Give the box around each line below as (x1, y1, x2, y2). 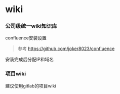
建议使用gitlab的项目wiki (5, 82, 57, 89)
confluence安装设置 (5, 35, 47, 41)
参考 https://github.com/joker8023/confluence (17, 45, 115, 52)
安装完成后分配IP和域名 (5, 57, 54, 63)
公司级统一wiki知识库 (5, 23, 57, 30)
